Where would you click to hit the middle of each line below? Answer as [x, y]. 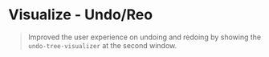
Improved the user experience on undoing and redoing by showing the [145, 37]
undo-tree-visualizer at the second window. [102, 45]
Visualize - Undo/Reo [81, 15]
